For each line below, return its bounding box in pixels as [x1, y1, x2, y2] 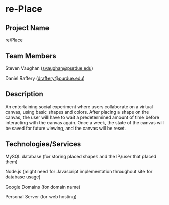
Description [5, 90, 43, 98]
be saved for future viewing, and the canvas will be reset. [5, 125, 126, 131]
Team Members [5, 52, 56, 60]
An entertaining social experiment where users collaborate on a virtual [5, 103, 153, 110]
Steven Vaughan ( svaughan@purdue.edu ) [5, 65, 93, 71]
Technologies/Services [5, 140, 81, 148]
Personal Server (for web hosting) [5, 194, 77, 200]
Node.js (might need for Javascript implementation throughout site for [5, 169, 153, 175]
